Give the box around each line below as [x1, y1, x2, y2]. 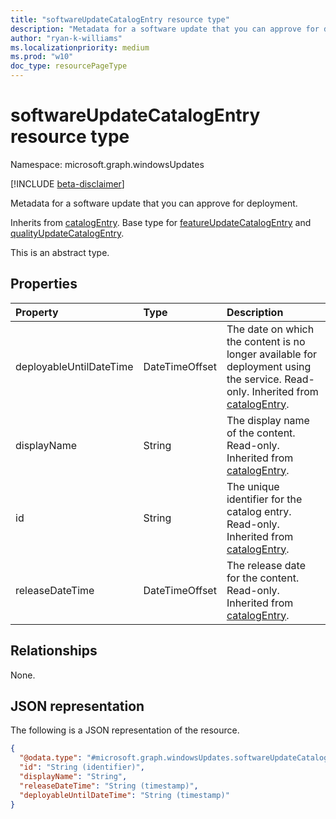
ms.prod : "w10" [10, 52, 74, 62]
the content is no [226, 334, 306, 348]
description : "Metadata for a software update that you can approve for [10, 24, 320, 34]
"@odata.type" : [19, 753, 83, 763]
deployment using [226, 359, 312, 373]
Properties [10, 276, 78, 293]
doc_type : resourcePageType [10, 61, 128, 71]
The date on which [226, 322, 315, 336]
